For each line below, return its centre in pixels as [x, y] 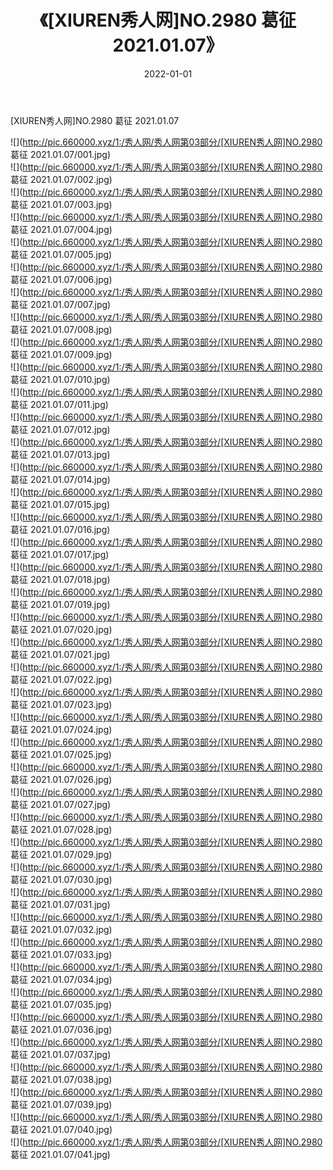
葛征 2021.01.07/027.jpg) [61, 804]
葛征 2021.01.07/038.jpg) [61, 1079]
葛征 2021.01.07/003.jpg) [61, 204]
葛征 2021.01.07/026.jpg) [61, 779]
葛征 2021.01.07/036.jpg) [61, 1029]
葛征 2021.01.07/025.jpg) [61, 754]
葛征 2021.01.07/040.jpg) [61, 1129]
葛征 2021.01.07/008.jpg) [61, 329]
